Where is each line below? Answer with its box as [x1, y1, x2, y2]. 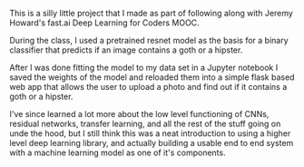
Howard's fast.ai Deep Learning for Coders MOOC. [9, 17, 200, 28]
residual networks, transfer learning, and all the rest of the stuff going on [9, 118, 281, 129]
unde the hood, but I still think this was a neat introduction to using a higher [9, 128, 291, 139]
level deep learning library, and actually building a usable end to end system [9, 138, 294, 148]
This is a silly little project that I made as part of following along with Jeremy [9, 8, 293, 18]
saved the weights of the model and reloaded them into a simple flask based [9, 72, 295, 83]
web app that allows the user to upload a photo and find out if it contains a [9, 82, 288, 92]
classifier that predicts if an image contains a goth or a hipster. [9, 44, 243, 55]
